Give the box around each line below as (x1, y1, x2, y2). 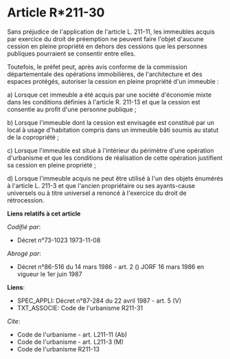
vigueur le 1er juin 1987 (16, 270, 82, 278)
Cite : (7, 317, 21, 325)
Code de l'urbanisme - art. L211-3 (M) (16, 338, 124, 346)
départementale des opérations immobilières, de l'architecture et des (7, 70, 203, 78)
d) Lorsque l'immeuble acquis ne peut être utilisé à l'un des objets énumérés (7, 174, 224, 183)
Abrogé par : (7, 249, 41, 257)
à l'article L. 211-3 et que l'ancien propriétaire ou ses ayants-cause (7, 181, 196, 189)
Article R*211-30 (7, 5, 105, 21)
